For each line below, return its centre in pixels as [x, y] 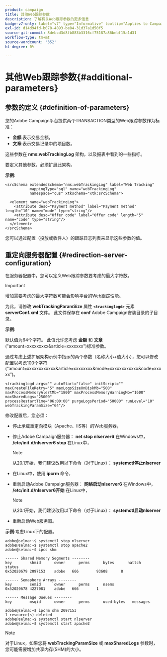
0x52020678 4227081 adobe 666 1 [52, 589]
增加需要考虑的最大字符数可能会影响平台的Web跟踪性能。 [64, 296]
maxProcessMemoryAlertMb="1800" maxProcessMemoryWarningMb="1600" [75, 393]
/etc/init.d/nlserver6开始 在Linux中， [51, 491]
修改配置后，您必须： [27, 415]
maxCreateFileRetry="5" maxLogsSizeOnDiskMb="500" [59, 388]
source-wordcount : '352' [31, 42]
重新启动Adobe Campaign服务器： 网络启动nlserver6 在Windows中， [84, 484]
